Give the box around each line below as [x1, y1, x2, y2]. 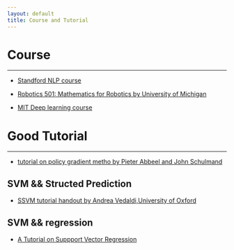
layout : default [7, 10, 54, 17]
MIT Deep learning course [17, 103, 93, 112]
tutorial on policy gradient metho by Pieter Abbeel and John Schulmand [17, 158, 223, 166]
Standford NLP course [17, 76, 81, 84]
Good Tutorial [7, 128, 88, 144]
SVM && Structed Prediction [7, 177, 132, 189]
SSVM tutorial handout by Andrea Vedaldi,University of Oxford [17, 196, 196, 205]
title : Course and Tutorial [7, 17, 89, 24]
